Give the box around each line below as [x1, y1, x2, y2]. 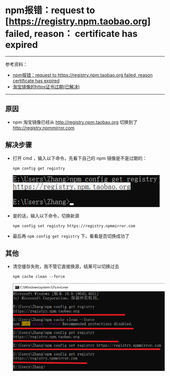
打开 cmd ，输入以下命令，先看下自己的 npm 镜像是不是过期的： [12, 155, 147, 161]
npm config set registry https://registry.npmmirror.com [12, 223, 136, 228]
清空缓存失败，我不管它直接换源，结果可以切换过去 [12, 264, 119, 270]
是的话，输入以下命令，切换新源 [12, 213, 79, 219]
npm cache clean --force [12, 274, 65, 279]
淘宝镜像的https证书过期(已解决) [12, 83, 80, 90]
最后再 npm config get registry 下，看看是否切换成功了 [12, 233, 130, 239]
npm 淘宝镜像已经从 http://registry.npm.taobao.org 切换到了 [12, 119, 138, 125]
